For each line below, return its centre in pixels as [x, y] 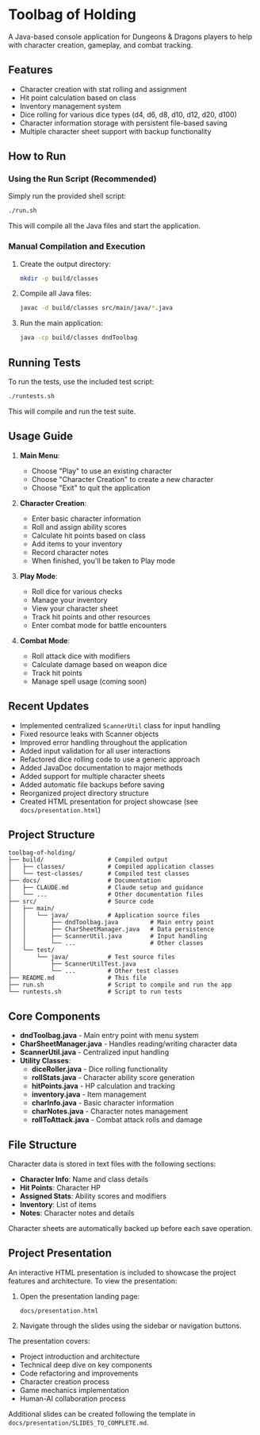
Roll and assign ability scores [79, 527]
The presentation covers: [49, 1340]
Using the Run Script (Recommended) [82, 179]
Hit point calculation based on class [78, 98]
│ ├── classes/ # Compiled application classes [111, 867]
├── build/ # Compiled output [88, 860]
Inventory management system [70, 106]
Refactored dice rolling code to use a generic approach [110, 759]
